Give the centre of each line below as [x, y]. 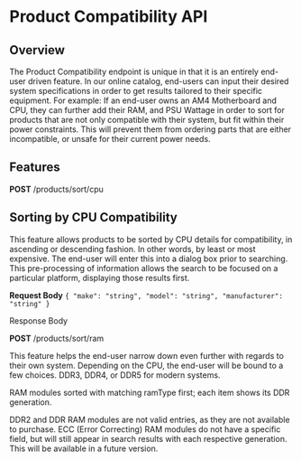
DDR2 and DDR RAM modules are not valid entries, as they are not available [150, 419]
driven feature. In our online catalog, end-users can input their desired [159, 81]
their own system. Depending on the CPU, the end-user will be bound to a [146, 365]
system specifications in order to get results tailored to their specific [136, 91]
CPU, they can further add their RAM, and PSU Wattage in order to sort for [147, 110]
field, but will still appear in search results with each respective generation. [148, 438]
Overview [37, 50]
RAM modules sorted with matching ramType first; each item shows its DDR [150, 392]
